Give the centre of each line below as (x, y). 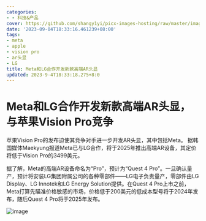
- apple (16, 47)
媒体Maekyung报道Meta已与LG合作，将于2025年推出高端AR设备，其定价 (104, 148)
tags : (13, 35)
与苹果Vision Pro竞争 (60, 122)
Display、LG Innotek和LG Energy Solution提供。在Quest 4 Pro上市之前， (98, 184)
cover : (15, 23)
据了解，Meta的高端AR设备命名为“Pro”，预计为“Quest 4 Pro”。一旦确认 (97, 168)
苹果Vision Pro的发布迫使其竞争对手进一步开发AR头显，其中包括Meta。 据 (100, 140)
